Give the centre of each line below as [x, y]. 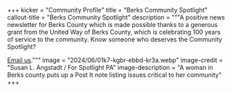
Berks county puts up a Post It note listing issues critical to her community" [114, 75]
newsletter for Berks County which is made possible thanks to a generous [113, 25]
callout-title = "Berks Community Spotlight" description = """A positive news [116, 17]
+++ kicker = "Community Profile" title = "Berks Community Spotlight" [107, 10]
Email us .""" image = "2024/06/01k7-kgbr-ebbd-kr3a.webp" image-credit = [115, 60]
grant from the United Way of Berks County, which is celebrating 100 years [114, 32]
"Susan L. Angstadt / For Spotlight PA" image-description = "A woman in [110, 67]
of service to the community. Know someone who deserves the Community [115, 39]
